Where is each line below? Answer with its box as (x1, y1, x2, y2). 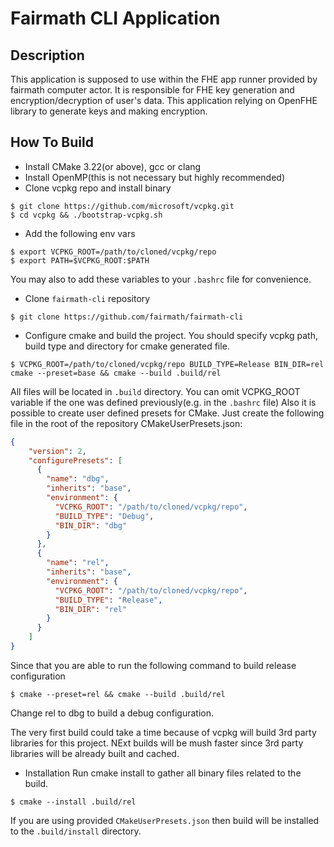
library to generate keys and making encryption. (10, 105, 208, 117)
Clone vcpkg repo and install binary (24, 182, 172, 194)
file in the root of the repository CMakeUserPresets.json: (10, 417, 243, 429)
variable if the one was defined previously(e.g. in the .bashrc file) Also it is (10, 396, 317, 408)
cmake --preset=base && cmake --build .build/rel (10, 368, 222, 378)
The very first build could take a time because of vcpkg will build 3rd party (10, 726, 317, 738)
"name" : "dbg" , (46, 474, 110, 484)
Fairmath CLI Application (10, 7, 221, 30)
